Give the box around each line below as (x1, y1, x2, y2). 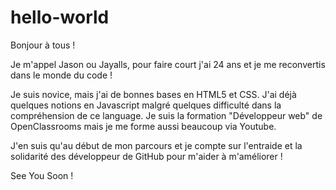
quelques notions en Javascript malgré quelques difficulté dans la (10, 99, 282, 111)
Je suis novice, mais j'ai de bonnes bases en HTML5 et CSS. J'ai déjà (10, 88, 297, 100)
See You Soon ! (10, 169, 74, 181)
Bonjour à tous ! (10, 39, 76, 51)
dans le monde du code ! (10, 69, 113, 81)
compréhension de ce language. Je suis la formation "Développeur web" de (10, 109, 323, 121)
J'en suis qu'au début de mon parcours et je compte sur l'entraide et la (10, 139, 303, 151)
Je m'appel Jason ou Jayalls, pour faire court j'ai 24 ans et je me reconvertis (10, 58, 326, 70)
